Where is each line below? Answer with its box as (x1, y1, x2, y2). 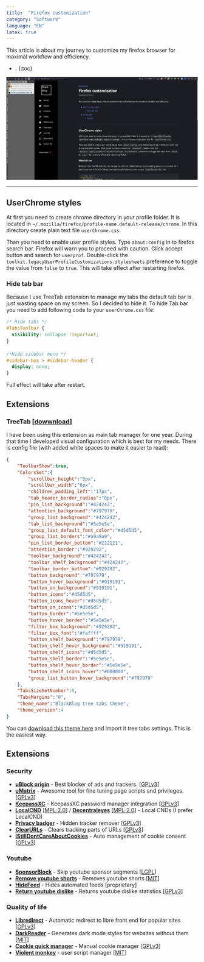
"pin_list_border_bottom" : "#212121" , (28, 540, 123, 546)
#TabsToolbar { (6, 325, 45, 331)
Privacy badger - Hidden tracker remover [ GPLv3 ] (15, 819, 141, 827)
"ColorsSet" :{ (17, 469, 53, 475)
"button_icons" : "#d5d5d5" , (28, 592, 97, 598)
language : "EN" (6, 23, 45, 29)
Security (6, 767, 32, 776)
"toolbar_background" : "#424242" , (28, 553, 113, 559)
